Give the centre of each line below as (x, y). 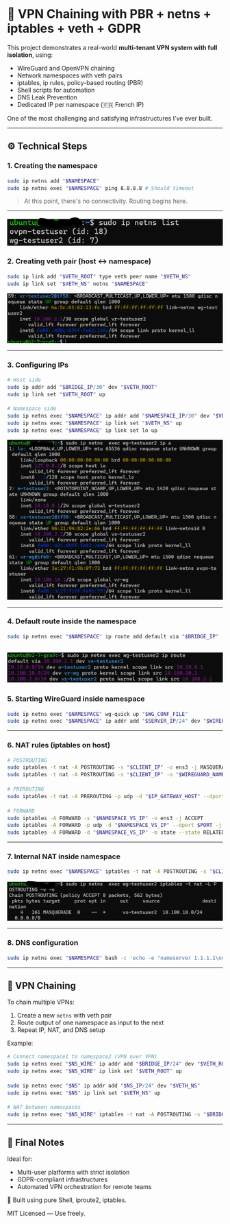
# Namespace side (32, 409)
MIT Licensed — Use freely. (46, 1214)
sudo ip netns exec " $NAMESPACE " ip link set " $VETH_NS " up (95, 423)
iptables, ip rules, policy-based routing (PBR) (80, 82)
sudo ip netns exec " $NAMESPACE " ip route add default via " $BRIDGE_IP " (113, 636)
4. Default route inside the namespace (72, 621)
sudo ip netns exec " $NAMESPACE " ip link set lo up (82, 431)
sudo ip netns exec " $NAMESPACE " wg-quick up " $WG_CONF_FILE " (98, 714)
